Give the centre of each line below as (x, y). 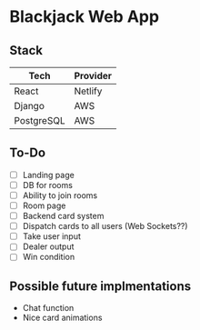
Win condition (49, 257)
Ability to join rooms (60, 195)
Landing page (48, 175)
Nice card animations (62, 318)
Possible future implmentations (100, 286)
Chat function (48, 308)
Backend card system (63, 216)
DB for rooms (47, 185)
